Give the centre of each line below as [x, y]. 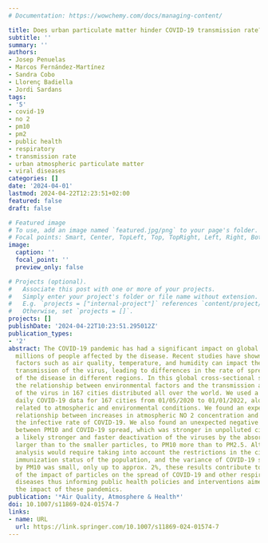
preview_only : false [49, 267]
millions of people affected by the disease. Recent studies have [128, 356]
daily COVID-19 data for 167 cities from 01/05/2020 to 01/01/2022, [132, 400]
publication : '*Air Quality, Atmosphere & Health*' [96, 497]
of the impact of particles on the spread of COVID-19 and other [126, 475]
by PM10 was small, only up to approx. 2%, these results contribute [133, 467]
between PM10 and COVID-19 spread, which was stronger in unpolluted [133, 430]
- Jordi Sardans [35, 89]
